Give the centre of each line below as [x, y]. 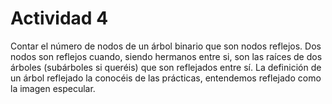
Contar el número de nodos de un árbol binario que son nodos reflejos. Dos [166, 46]
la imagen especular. [53, 88]
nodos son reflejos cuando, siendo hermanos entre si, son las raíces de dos [166, 56]
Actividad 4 [59, 18]
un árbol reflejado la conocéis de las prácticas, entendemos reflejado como [166, 78]
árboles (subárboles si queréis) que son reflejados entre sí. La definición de [166, 67]
